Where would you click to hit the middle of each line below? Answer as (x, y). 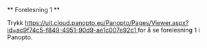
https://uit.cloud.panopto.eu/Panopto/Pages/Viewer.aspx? (107, 23)
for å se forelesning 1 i (169, 30)
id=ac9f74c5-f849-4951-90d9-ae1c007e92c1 (72, 30)
